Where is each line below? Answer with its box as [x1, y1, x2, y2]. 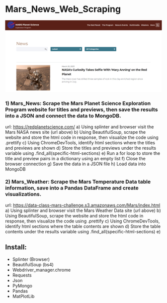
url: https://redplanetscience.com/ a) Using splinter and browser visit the [5, 123, 154, 130]
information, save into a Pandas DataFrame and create [5, 185, 139, 192]
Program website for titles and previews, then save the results [5, 106, 158, 113]
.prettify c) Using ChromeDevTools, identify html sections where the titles [5, 139, 156, 145]
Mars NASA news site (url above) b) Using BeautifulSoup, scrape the [5, 129, 146, 135]
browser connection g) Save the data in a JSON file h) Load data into [5, 161, 146, 167]
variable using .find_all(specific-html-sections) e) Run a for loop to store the [5, 150, 161, 156]
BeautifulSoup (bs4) [12, 261, 54, 267]
